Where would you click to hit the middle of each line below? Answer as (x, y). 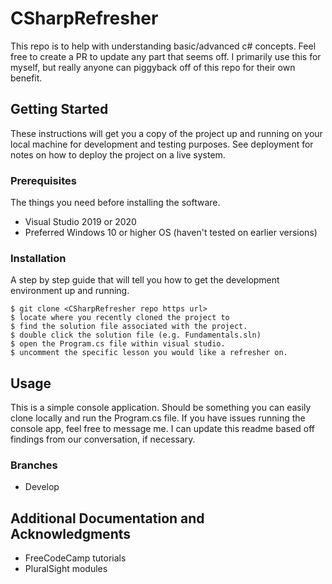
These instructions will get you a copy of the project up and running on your (166, 133)
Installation (38, 258)
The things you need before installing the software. (115, 203)
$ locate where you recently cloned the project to (120, 318)
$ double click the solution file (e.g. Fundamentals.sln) (136, 335)
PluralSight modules (66, 569)
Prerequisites (43, 180)
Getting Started (59, 109)
